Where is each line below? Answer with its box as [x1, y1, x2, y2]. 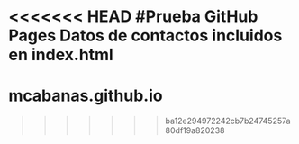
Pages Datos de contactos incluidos [8, 25, 283, 46]
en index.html [8, 45, 113, 65]
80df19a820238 [165, 125, 225, 136]
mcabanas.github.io [8, 85, 163, 106]
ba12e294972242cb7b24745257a [165, 115, 291, 127]
